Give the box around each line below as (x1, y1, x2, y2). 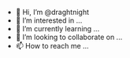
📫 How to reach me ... (15, 42, 89, 50)
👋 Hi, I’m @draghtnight (15, 8, 89, 16)
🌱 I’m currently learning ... (15, 24, 100, 33)
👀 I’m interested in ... (15, 16, 83, 25)
